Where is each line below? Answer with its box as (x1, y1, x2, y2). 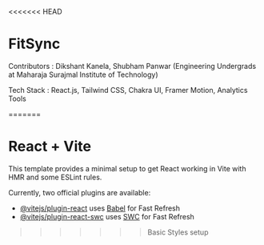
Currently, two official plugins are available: (8, 187, 151, 197)
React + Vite (8, 138, 92, 155)
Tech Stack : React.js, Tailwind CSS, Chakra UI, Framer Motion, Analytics (8, 85, 248, 94)
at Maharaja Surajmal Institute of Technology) (8, 70, 158, 79)
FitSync (8, 35, 61, 53)
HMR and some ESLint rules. (8, 172, 102, 182)
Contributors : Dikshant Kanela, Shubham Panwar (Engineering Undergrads (8, 61, 257, 70)
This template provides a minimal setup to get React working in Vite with (8, 163, 246, 173)
